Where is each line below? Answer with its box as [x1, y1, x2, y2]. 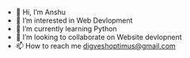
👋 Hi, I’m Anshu [15, 8, 66, 16]
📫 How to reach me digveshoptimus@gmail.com [15, 42, 176, 50]
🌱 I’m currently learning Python [15, 24, 117, 33]
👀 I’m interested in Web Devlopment [15, 16, 133, 25]
